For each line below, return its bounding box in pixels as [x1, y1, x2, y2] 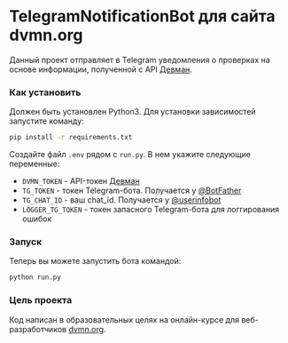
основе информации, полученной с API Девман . [9, 64, 193, 75]
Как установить [9, 86, 82, 99]
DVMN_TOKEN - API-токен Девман [21, 176, 140, 187]
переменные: [9, 158, 60, 170]
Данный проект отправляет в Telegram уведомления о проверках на [9, 54, 270, 65]
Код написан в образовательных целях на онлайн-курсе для [9, 314, 239, 325]
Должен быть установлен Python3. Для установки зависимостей [9, 107, 256, 117]
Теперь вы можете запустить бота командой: [9, 256, 182, 267]
